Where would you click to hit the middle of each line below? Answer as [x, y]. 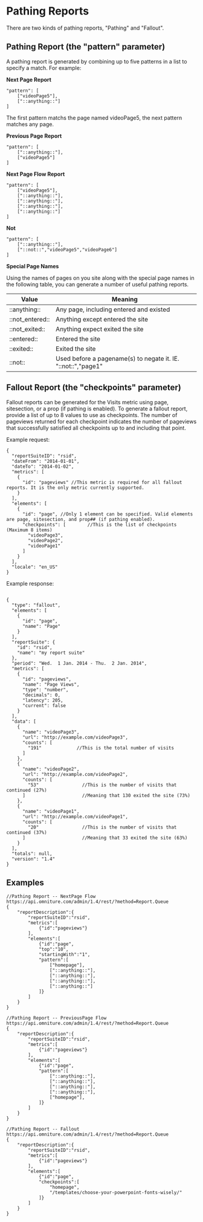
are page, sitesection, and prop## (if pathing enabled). [81, 519]
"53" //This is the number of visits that [102, 785]
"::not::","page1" [79, 366]
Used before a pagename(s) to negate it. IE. [117, 358]
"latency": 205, [43, 700]
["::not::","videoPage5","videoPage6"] [67, 250]
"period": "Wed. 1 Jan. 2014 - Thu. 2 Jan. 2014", [79, 663]
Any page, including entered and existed [113, 309]
